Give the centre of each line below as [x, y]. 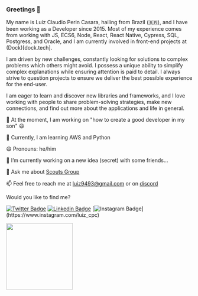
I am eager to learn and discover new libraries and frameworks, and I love [96, 96]
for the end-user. [27, 84]
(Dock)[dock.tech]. [29, 48]
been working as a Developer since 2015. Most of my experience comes [94, 29]
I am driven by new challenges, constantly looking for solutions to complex [97, 59]
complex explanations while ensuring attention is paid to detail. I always [93, 72]
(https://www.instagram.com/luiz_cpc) [53, 215]
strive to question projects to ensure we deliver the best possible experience [99, 78]
